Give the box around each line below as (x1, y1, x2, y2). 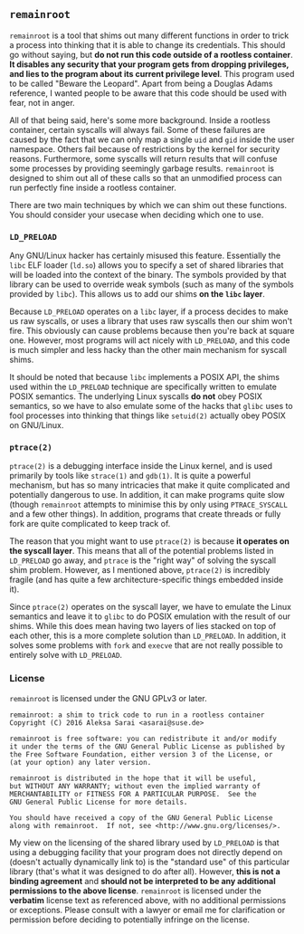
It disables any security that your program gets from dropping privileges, (9, 59, 290, 70)
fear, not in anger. (9, 97, 75, 108)
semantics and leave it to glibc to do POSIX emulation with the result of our (9, 611, 291, 622)
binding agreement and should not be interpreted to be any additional (9, 875, 276, 886)
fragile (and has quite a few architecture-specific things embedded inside (9, 575, 283, 586)
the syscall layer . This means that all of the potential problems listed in (9, 546, 274, 557)
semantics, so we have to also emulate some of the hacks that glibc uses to (9, 401, 293, 412)
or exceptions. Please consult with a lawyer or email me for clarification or (9, 904, 286, 915)
